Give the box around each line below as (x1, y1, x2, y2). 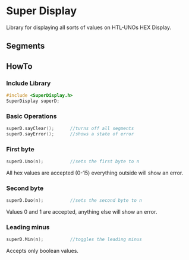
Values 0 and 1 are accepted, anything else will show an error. (6, 208, 157, 215)
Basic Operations (6, 112, 57, 120)
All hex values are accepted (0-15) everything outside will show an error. (6, 169, 184, 176)
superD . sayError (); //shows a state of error (6, 131, 134, 137)
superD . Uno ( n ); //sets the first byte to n (6, 158, 140, 164)
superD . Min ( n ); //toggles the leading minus (6, 236, 143, 243)
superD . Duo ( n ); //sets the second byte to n (6, 198, 143, 204)
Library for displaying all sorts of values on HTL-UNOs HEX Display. (6, 24, 171, 31)
